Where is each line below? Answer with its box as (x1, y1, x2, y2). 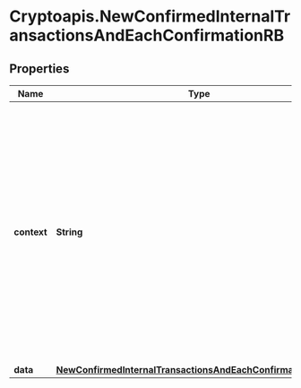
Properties (9, 61, 70, 76)
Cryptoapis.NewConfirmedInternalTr (9, 6, 291, 27)
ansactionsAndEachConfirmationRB (9, 25, 285, 46)
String (56, 226, 83, 238)
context (13, 226, 47, 238)
